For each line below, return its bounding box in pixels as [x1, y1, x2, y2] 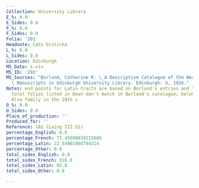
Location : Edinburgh [6, 58, 57, 64]
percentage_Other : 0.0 [6, 146, 62, 152]
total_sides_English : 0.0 [6, 151, 70, 157]
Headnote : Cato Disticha [6, 42, 68, 48]
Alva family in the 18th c [11, 96, 78, 102]
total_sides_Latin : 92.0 [6, 163, 68, 168]
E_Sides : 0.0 [6, 20, 38, 25]
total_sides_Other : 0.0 [6, 168, 65, 174]
